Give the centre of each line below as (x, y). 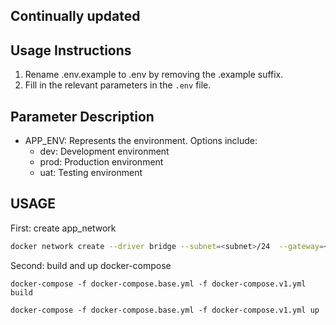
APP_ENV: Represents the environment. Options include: (141, 141)
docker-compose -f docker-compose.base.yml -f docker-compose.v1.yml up (165, 310)
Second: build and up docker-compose (91, 265)
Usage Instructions (71, 50)
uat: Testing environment (91, 173)
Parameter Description (82, 116)
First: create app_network (63, 228)
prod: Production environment (101, 162)
